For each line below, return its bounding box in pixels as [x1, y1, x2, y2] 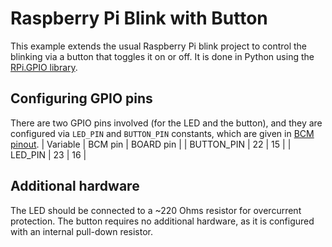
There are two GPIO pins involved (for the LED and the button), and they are [10, 117, 323, 129]
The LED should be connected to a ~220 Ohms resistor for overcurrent [10, 204, 302, 216]
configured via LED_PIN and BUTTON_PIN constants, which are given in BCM [10, 127, 315, 139]
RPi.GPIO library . [10, 61, 78, 73]
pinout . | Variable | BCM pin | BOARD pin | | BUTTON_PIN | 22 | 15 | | [10, 138, 292, 150]
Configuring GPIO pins [10, 90, 153, 107]
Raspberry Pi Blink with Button [10, 7, 268, 30]
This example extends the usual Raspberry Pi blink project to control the [10, 40, 308, 52]
